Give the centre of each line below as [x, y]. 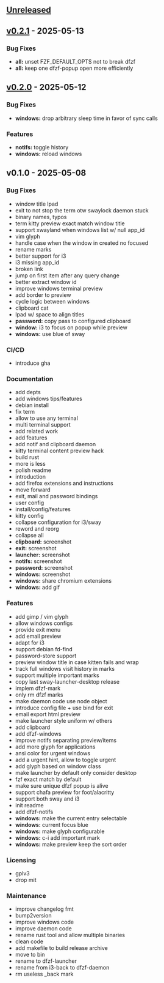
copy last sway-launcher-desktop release [67, 681]
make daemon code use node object [61, 701]
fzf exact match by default [48, 779]
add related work [37, 432]
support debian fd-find [44, 649]
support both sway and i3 [47, 799]
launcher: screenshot [42, 555]
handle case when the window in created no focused [82, 243]
